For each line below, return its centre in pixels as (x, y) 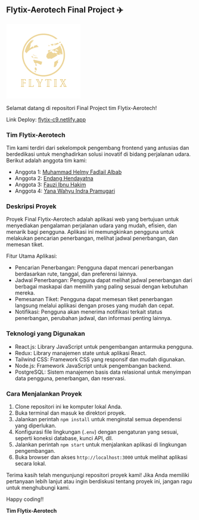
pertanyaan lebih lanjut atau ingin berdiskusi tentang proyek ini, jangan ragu (99, 481)
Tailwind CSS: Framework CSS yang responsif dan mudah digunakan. (100, 359)
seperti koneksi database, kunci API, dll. (64, 438)
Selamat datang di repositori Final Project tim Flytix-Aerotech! (82, 108)
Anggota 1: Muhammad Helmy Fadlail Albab (68, 172)
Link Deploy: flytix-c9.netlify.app (46, 119)
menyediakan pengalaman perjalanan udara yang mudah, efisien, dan (92, 225)
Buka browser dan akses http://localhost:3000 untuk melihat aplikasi (101, 457)
